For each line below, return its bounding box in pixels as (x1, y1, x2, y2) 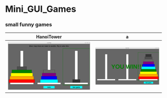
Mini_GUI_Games (5, 3, 77, 15)
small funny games (5, 21, 52, 28)
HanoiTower (36, 34, 62, 40)
